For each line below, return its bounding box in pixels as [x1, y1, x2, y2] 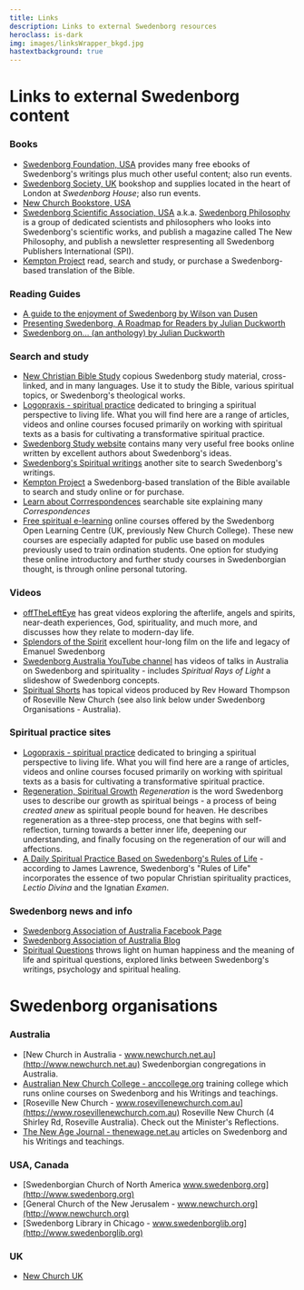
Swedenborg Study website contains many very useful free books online [22, 438, 295, 450]
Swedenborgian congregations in [142, 1058, 266, 1069]
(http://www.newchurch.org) [22, 1207, 130, 1218]
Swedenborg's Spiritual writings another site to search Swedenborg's [22, 458, 283, 469]
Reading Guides [9, 287, 82, 300]
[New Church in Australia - [22, 1048, 123, 1059]
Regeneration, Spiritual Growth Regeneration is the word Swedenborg [22, 785, 284, 796]
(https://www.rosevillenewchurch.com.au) [22, 1106, 180, 1117]
